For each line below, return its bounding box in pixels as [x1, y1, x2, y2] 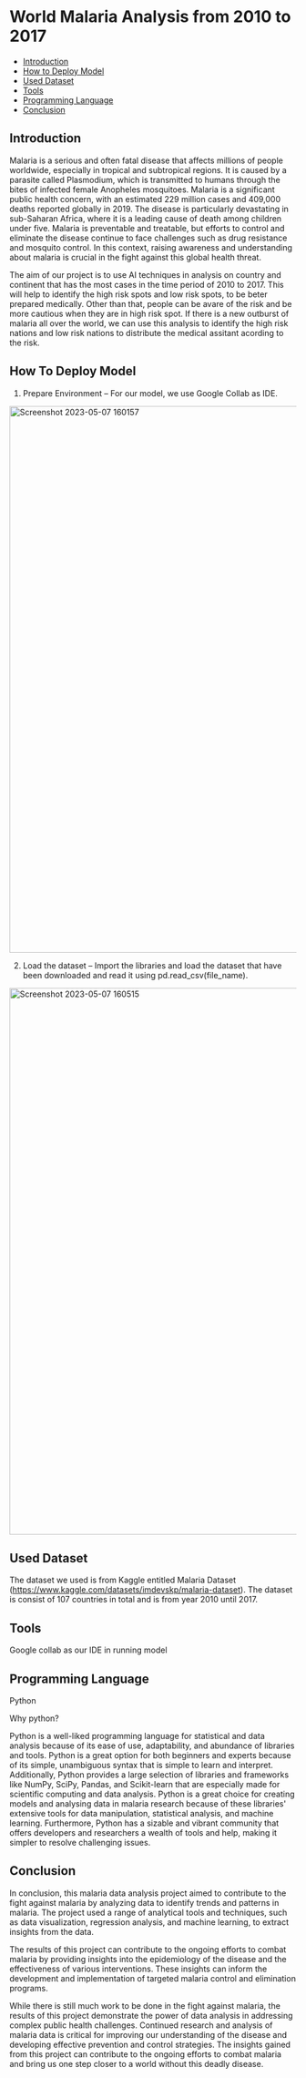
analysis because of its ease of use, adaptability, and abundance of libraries [9, 1740, 295, 1751]
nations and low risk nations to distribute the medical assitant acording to [9, 327, 284, 338]
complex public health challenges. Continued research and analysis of [9, 2020, 273, 2031]
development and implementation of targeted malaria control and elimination [9, 1972, 296, 1983]
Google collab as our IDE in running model [9, 1644, 168, 1655]
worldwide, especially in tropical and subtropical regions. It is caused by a [9, 164, 287, 175]
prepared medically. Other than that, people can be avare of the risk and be [9, 298, 292, 309]
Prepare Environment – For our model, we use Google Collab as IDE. [22, 387, 278, 398]
